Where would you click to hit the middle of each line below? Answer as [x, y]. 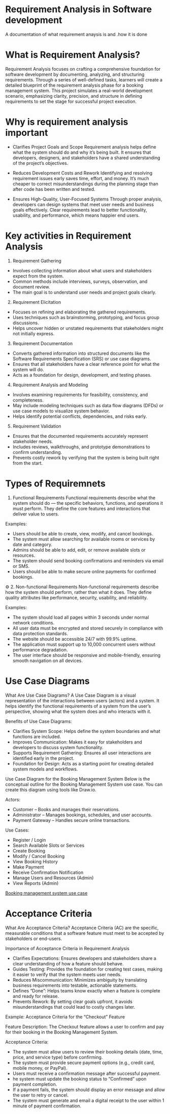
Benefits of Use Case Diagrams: [39, 721]
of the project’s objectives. [40, 163]
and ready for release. [36, 996]
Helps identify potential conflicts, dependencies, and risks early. [80, 416]
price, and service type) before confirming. [58, 1057]
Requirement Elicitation [37, 302]
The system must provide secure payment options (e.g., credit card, [84, 1063]
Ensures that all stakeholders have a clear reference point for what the [86, 364]
